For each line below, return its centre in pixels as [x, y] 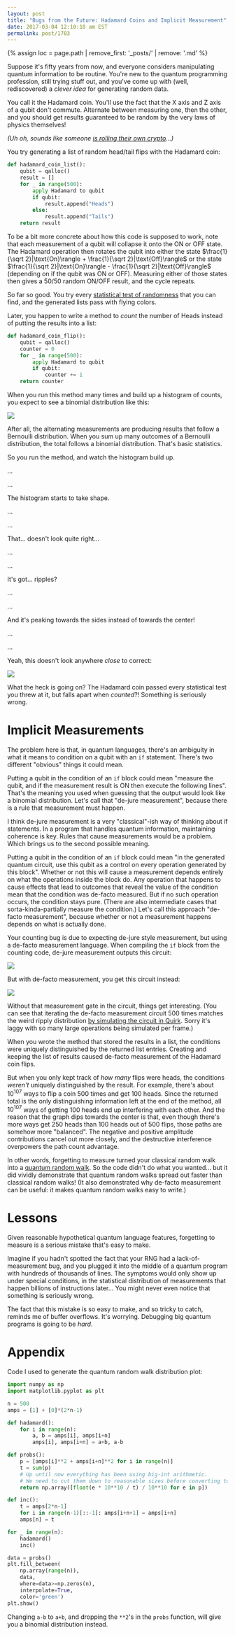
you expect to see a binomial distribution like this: [78, 402]
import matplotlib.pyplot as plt [56, 1391]
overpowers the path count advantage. [63, 1147]
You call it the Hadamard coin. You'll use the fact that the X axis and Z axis [114, 103]
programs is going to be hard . [50, 1324]
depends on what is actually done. [57, 924]
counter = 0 [37, 349]
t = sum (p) [36, 1468]
